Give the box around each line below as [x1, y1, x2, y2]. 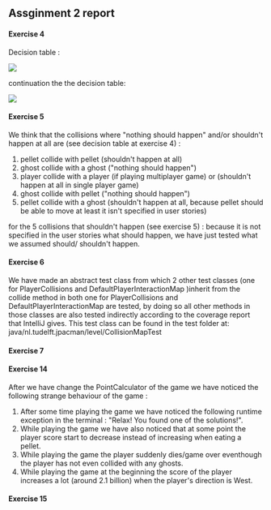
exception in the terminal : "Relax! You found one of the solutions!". [19, 415, 243, 425]
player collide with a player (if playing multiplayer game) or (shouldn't [19, 171, 252, 181]
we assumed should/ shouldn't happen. [8, 238, 140, 248]
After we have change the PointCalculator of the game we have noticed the [8, 382, 259, 392]
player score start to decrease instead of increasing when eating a [19, 432, 242, 442]
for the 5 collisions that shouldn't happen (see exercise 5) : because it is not [8, 221, 261, 231]
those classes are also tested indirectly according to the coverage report [8, 310, 251, 319]
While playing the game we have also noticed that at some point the [19, 423, 247, 433]
